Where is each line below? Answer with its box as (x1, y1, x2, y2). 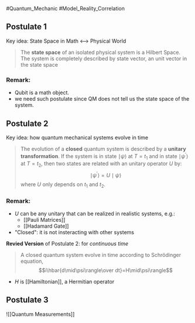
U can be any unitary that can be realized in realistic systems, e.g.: (14, 210, 176, 217)
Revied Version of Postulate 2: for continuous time (6, 240, 129, 247)
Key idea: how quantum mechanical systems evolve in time (6, 134, 148, 141)
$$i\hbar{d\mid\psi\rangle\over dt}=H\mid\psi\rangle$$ (39, 266, 173, 274)
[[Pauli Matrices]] (23, 216, 66, 223)
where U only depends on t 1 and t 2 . (20, 181, 106, 189)
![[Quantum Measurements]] (6, 310, 75, 318)
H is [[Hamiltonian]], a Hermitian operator (14, 278, 115, 285)
